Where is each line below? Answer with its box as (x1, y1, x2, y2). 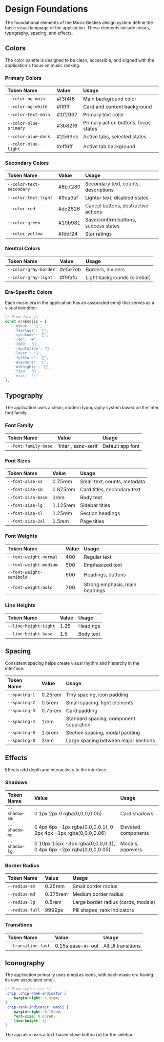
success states (85, 222, 120, 229)
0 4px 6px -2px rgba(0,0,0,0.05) (34, 846, 111, 853)
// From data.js (5, 314, 38, 319)
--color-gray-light (7, 275, 53, 280)
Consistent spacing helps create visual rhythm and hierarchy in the (5, 660, 140, 666)
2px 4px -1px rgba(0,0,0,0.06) (34, 829, 106, 836)
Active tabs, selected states (83, 133, 147, 140)
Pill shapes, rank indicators (72, 907, 134, 913)
